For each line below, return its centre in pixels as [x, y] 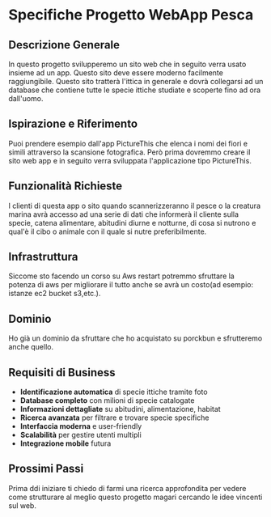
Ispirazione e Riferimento [73, 124]
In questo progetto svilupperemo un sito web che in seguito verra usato [127, 64]
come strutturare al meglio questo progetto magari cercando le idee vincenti [135, 497]
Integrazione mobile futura [66, 443]
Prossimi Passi [46, 469]
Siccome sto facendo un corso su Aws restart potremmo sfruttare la [121, 276]
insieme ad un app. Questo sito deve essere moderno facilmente [116, 73]
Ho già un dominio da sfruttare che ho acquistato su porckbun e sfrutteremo [135, 338]
